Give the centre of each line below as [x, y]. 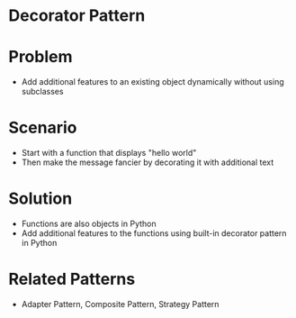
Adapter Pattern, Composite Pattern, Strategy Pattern [120, 304]
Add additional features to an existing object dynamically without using [152, 82]
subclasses [42, 92]
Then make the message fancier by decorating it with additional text [148, 162]
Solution [40, 199]
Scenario [43, 128]
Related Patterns [72, 279]
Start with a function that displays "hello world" [109, 153]
